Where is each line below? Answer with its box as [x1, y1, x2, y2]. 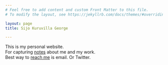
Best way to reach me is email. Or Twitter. [5, 54, 91, 60]
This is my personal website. [5, 43, 64, 50]
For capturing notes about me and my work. [5, 49, 96, 55]
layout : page [5, 21, 32, 26]
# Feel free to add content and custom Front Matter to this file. [5, 7, 149, 12]
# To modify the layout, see [5, 12, 66, 17]
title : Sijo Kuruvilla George [5, 25, 68, 30]
